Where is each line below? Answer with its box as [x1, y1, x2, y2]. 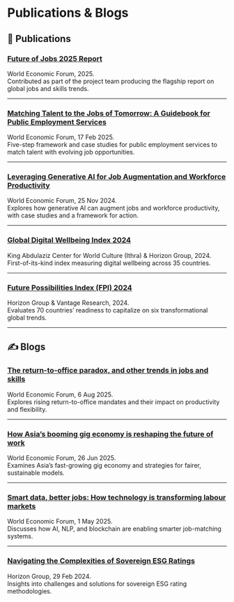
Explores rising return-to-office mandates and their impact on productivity [7, 397, 220, 406]
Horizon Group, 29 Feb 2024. [7, 572, 92, 580]
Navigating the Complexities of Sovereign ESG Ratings [7, 556, 195, 566]
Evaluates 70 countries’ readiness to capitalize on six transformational [7, 306, 208, 315]
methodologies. [7, 587, 52, 595]
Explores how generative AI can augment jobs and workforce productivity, [7, 204, 220, 213]
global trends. [7, 313, 47, 322]
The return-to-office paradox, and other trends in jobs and [7, 366, 209, 375]
